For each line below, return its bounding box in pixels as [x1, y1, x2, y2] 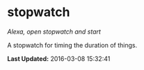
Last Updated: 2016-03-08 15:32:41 [7, 54, 111, 63]
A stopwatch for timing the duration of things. [7, 41, 138, 49]
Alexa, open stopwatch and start [7, 27, 101, 36]
